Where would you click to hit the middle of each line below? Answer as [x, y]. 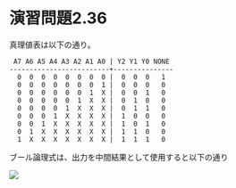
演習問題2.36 [58, 18]
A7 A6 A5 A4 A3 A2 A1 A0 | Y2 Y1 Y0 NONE [91, 61]
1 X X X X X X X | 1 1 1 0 [92, 139]
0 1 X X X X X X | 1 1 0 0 [92, 131]
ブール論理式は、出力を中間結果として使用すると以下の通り [119, 157]
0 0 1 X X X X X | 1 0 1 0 [92, 124]
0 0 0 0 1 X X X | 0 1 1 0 [92, 108]
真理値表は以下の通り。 [52, 45]
